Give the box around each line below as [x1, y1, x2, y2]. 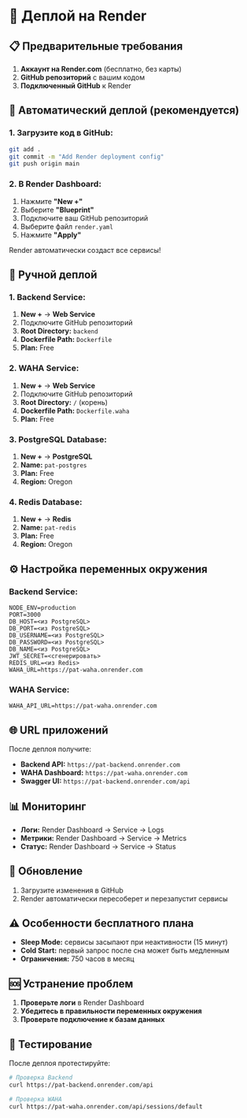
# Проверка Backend [9, 1074, 73, 1082]
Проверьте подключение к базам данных [20, 1015, 165, 1024]
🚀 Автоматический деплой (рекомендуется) [9, 104, 240, 117]
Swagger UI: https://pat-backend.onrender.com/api [20, 776, 191, 786]
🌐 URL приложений [9, 723, 109, 737]
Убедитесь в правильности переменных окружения [20, 1006, 202, 1016]
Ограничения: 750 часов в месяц [20, 954, 135, 964]
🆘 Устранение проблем [9, 977, 134, 990]
